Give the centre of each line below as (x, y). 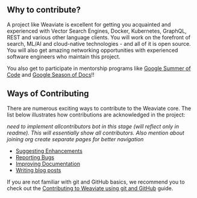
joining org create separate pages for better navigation (75, 139)
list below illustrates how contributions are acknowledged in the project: (96, 115)
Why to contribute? (44, 10)
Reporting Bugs (35, 157)
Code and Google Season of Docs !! (51, 74)
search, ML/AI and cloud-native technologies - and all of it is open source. (99, 43)
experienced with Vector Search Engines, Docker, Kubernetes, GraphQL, (97, 31)
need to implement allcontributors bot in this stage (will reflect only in (93, 126)
